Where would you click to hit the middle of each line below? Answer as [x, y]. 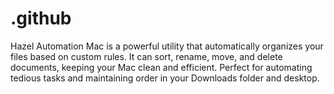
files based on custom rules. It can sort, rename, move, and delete [146, 56]
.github [41, 18]
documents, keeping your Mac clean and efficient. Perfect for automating [161, 67]
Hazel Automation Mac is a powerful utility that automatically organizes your [167, 46]
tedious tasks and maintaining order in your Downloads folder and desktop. [165, 78]
